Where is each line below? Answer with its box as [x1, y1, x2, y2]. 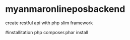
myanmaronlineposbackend [5, 3, 125, 15]
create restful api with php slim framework [5, 20, 93, 26]
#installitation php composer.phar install [5, 29, 88, 35]
